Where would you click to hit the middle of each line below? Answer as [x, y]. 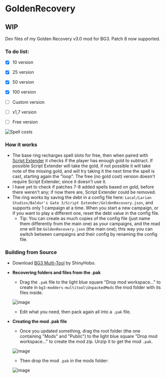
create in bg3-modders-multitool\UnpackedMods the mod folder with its [90, 287]
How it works [21, 144]
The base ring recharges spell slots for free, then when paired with [80, 155]
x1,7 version [24, 112]
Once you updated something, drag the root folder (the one [80, 331]
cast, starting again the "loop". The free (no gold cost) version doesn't [84, 177]
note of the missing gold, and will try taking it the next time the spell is [83, 171]
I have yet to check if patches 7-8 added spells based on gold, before [83, 187]
